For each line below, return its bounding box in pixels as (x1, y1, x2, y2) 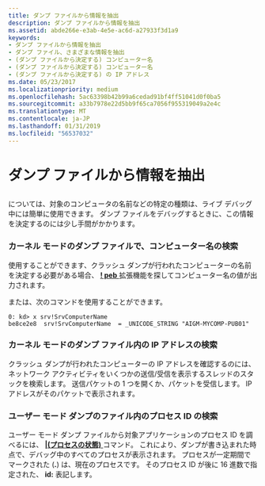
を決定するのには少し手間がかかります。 (8, 219, 140, 228)
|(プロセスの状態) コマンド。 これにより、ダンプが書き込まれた (44, 440, 251, 450)
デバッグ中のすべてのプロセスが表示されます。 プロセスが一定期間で (28, 450, 252, 460)
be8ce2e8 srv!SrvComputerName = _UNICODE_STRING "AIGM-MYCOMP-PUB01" (8, 320, 249, 327)
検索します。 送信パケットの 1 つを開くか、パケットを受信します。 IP (28, 378, 253, 388)
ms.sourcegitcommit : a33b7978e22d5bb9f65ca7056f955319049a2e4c (8, 100, 221, 108)
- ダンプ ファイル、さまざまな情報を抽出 (8, 48, 125, 56)
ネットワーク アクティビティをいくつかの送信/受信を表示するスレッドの (8, 369, 240, 378)
